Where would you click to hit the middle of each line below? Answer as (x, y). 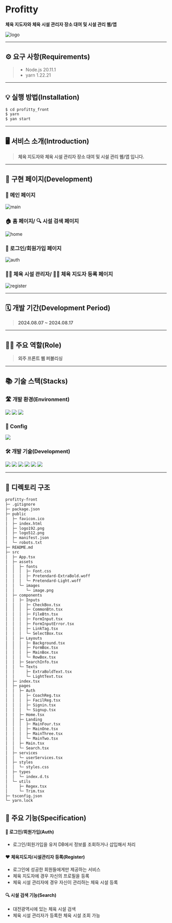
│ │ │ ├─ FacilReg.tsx (33, 700)
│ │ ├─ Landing (24, 719)
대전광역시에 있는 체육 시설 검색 (44, 909)
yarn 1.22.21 (38, 75)
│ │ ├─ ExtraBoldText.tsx (39, 672)
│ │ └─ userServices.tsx (34, 758)
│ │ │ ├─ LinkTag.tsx (32, 629)
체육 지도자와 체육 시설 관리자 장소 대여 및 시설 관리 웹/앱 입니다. (81, 157)
